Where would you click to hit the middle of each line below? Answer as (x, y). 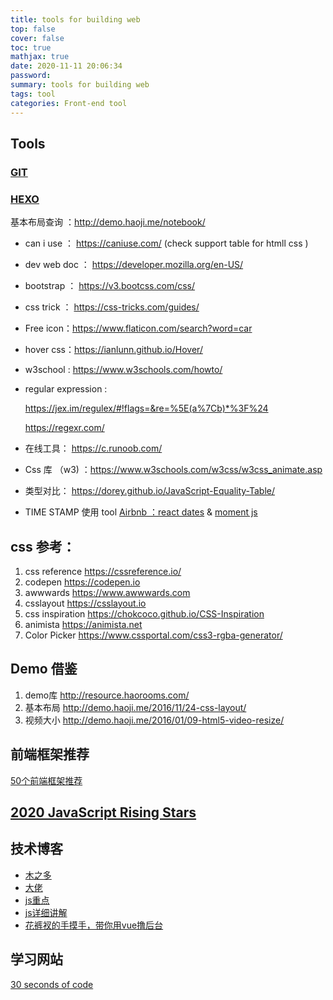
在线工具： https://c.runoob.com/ (93, 448)
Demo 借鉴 (44, 669)
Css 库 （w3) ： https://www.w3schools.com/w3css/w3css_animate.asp (173, 470)
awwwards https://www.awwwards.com (107, 592)
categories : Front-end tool (69, 103)
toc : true (31, 47)
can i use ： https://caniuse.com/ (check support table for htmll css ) (166, 243)
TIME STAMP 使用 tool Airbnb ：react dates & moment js (141, 512)
